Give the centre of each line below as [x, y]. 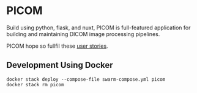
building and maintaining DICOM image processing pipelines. [83, 34]
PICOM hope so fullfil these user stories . [57, 46]
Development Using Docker [60, 65]
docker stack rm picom [35, 84]
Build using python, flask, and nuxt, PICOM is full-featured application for [98, 28]
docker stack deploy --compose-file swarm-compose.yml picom [86, 79]
